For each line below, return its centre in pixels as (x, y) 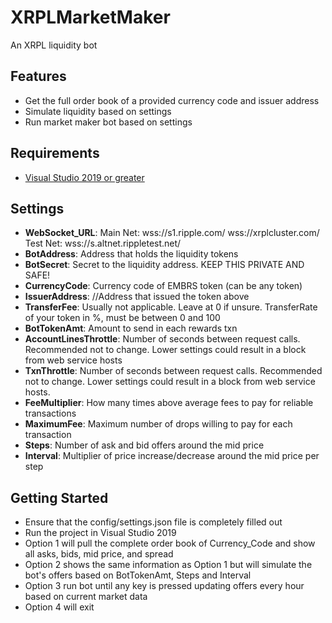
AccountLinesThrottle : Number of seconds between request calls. (162, 339)
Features (38, 76)
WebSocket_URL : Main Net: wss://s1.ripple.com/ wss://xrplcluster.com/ (172, 233)
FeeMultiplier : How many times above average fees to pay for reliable (169, 403)
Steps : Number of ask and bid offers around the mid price (144, 445)
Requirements (55, 153)
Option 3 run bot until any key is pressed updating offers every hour (164, 586)
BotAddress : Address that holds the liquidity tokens (131, 254)
